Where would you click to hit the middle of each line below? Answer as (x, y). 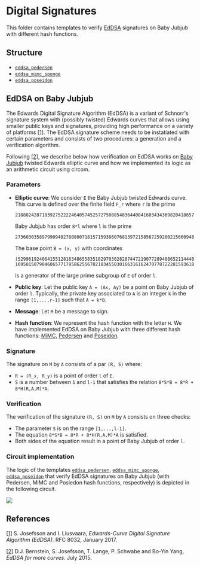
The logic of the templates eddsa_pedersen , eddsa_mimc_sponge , (83, 470)
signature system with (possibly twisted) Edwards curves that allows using (98, 119)
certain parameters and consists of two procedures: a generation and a (94, 138)
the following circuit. (31, 489)
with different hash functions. (42, 33)
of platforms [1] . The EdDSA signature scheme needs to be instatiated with (98, 132)
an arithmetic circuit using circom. (48, 169)
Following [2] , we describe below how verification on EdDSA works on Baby (99, 156)
